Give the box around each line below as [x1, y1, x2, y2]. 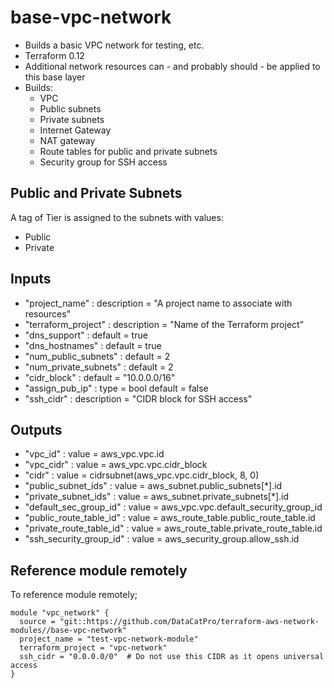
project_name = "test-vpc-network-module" [19, 634, 199, 645]
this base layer [24, 71, 86, 83]
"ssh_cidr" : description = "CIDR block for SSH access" [24, 392, 253, 405]
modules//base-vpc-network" [10, 626, 128, 636]
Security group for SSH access [39, 156, 168, 168]
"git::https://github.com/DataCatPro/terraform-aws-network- [59, 617, 320, 627]
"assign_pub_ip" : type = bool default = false [24, 382, 209, 394]
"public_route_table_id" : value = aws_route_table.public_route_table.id [24, 512, 316, 524]
